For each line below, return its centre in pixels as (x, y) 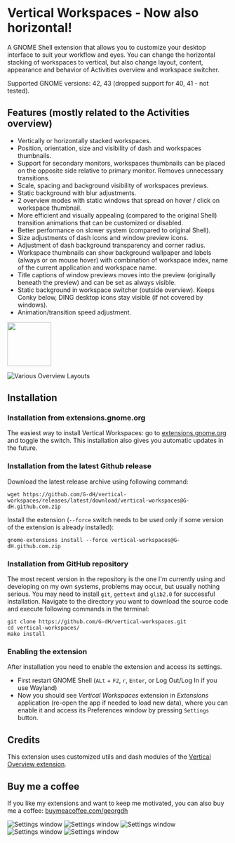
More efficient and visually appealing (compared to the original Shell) (117, 215)
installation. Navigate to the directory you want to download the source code (118, 602)
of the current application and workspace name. (87, 267)
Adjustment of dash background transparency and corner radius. (111, 245)
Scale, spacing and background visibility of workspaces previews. (113, 185)
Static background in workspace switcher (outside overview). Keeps (116, 290)
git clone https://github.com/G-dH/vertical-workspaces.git (97, 622)
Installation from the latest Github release (80, 466)
